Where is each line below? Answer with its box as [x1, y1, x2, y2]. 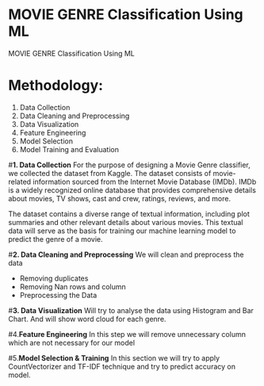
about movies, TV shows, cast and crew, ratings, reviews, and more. [8, 193, 231, 203]
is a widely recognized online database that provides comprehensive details [8, 185, 256, 195]
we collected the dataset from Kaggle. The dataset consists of [8, 168, 212, 178]
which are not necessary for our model [8, 338, 136, 347]
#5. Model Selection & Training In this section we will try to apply [8, 353, 220, 362]
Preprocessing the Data [19, 290, 98, 300]
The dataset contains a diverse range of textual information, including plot [8, 208, 250, 219]
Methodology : [8, 77, 104, 94]
